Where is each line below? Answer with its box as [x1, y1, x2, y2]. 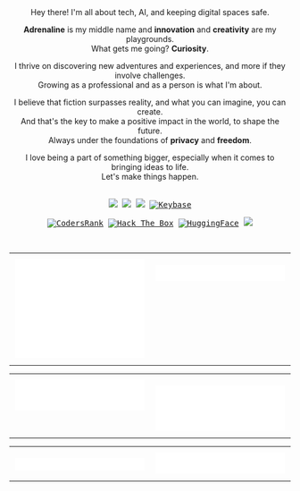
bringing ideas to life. [111, 162, 189, 172]
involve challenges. [114, 70, 186, 80]
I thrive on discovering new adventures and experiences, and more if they [14, 61, 286, 71]
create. [137, 106, 163, 117]
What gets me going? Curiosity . [90, 43, 210, 54]
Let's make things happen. [101, 172, 199, 182]
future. [137, 125, 162, 136]
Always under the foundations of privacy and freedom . [47, 135, 253, 145]
